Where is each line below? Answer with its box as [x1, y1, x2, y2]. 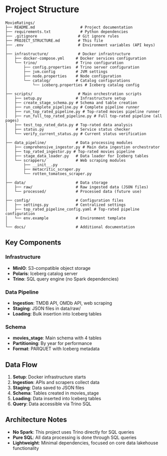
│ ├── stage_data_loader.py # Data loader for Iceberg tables [5, 153, 149, 158]
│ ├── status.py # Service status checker [5, 127, 130, 132]
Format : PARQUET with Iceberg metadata [12, 346, 100, 352]
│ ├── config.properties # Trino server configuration [5, 64, 140, 69]
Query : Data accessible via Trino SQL [12, 401, 92, 407]
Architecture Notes [5, 415, 68, 424]
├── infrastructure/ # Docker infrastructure [5, 51, 130, 56]
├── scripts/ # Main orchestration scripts [5, 91, 142, 96]
